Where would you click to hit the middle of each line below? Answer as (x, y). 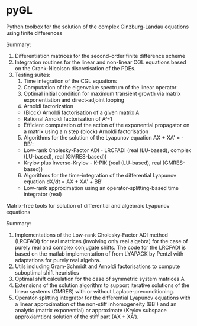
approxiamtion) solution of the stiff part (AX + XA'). (77, 317)
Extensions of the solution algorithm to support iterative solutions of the (102, 285)
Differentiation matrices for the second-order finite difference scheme (100, 56)
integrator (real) (43, 194)
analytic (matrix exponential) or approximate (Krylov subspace (91, 310)
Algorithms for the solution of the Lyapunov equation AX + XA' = (102, 137)
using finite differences (34, 33)
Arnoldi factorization (49, 106)
